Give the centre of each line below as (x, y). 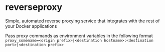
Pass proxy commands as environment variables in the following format (79, 36)
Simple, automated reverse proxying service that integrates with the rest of (82, 21)
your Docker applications (31, 26)
